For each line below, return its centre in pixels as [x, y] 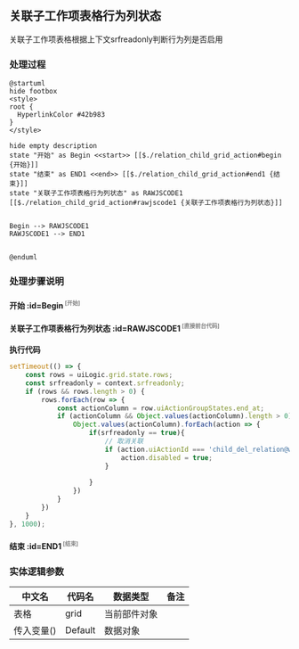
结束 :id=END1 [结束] [44, 546]
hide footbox [33, 92]
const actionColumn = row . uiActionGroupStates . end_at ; [161, 408]
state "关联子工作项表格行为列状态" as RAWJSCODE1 [97, 193]
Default [81, 630]
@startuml [28, 84]
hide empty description [53, 146]
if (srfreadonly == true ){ [137, 433]
